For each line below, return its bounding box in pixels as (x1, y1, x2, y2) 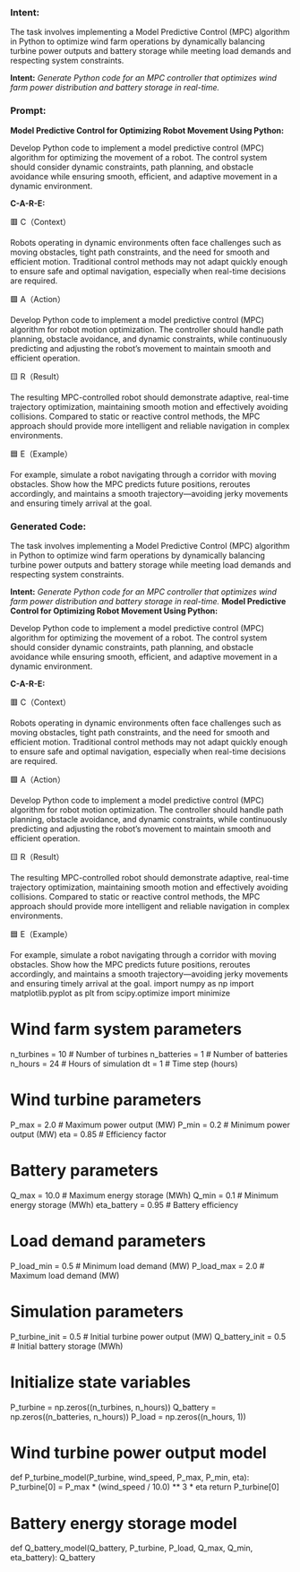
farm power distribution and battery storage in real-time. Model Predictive (10, 595, 287, 606)
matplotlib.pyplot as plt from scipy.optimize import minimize (10, 987, 231, 998)
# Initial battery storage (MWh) (10, 1341, 124, 1351)
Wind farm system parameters (10, 1020, 243, 1039)
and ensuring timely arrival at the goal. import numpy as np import (10, 977, 254, 988)
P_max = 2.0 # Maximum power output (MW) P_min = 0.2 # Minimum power (10, 1119, 290, 1130)
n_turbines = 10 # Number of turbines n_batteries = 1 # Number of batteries (10, 1048, 288, 1059)
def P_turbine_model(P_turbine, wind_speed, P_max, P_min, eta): (10, 1472, 250, 1483)
